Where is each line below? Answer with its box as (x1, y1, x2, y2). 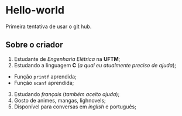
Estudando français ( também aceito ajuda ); (13, 90, 120, 97)
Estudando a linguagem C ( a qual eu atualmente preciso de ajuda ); (13, 62, 177, 69)
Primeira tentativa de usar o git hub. (5, 23, 92, 30)
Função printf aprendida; (13, 73, 77, 80)
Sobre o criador (5, 40, 63, 50)
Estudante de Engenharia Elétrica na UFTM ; (13, 55, 121, 62)
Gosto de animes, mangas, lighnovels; (13, 97, 106, 104)
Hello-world (5, 4, 65, 17)
